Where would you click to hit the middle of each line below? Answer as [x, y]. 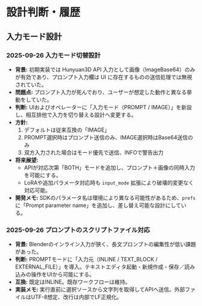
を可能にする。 [43, 175]
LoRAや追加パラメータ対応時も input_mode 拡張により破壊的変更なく [109, 182]
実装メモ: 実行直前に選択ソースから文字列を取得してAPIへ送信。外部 [100, 290]
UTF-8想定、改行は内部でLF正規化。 [77, 297]
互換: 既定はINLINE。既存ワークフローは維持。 [73, 282]
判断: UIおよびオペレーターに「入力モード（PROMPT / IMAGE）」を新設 [103, 107]
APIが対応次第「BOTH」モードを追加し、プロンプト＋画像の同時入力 [109, 167]
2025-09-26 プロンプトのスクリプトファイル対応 [78, 230]
